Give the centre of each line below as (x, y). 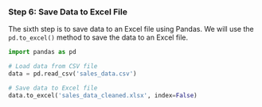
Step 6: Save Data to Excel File (68, 12)
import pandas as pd (43, 52)
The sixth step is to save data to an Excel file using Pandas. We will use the (131, 29)
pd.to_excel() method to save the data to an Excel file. (98, 37)
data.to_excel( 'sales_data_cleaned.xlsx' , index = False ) (103, 95)
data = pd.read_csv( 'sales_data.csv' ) (72, 74)
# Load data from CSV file (53, 67)
